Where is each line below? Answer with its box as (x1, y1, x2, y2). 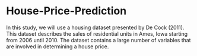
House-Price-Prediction (6, 4, 127, 18)
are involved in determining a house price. (6, 43, 109, 50)
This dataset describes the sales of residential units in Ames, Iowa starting (6, 30, 188, 37)
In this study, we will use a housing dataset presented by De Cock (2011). (6, 24, 185, 31)
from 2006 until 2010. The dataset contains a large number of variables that (6, 36, 191, 43)
